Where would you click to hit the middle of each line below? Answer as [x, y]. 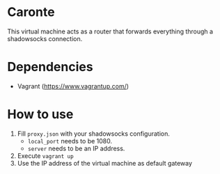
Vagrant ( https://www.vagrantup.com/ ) [73, 86]
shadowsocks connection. [45, 38]
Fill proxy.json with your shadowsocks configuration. [94, 134]
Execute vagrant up [46, 156]
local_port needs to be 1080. [70, 141]
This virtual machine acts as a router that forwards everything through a [110, 31]
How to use [40, 114]
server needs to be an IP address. [76, 148]
